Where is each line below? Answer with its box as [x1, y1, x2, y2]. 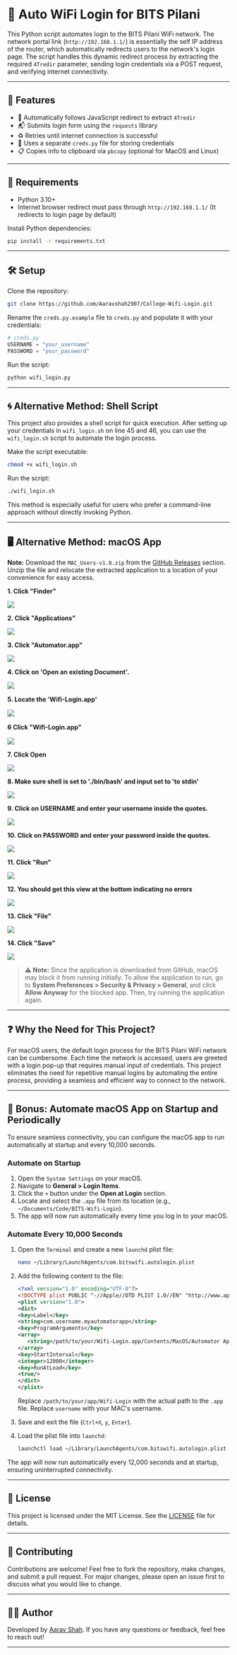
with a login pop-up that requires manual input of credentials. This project [7, 1061, 221, 1069]
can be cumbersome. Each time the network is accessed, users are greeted [7, 1053, 228, 1062]
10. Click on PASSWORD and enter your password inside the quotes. [7, 831, 211, 839]
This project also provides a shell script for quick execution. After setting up [7, 419, 228, 427]
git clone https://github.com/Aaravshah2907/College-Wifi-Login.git [7, 300, 213, 308]
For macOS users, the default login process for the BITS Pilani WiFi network [7, 1045, 227, 1055]
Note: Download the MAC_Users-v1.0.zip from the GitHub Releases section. [7, 558, 226, 567]
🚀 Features [7, 95, 56, 107]
